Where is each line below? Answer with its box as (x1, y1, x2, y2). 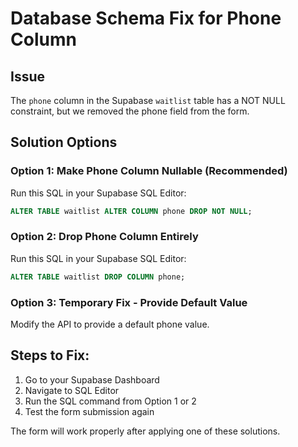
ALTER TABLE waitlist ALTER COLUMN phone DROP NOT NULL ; (10, 206, 253, 216)
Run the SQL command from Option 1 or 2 (24, 395, 197, 407)
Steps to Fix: (10, 347, 90, 364)
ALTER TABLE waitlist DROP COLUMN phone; (10, 272, 186, 282)
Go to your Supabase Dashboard (24, 373, 160, 386)
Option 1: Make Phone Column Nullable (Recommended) (10, 164, 288, 178)
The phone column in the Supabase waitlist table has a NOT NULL (10, 95, 286, 106)
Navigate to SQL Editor (24, 384, 120, 396)
